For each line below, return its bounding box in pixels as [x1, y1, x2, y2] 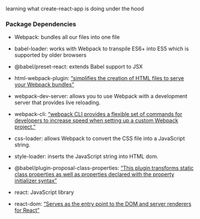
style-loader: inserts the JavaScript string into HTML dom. [14, 153, 159, 160]
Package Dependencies [5, 20, 76, 28]
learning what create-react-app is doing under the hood [5, 5, 144, 12]
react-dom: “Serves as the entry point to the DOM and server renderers [14, 200, 192, 208]
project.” [14, 123, 36, 130]
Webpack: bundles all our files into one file [14, 34, 120, 41]
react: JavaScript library [14, 188, 74, 196]
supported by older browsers [14, 51, 86, 59]
